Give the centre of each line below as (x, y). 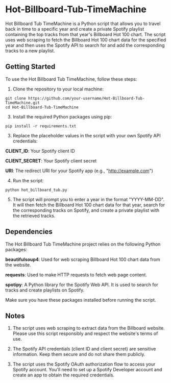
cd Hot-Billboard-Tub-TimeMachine (42, 107)
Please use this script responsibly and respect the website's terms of (85, 333)
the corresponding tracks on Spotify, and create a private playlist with (86, 210)
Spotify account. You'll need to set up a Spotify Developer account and (87, 370)
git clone (16, 98)
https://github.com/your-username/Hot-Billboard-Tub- (86, 98)
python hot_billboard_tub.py (36, 190)
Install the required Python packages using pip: (62, 116)
